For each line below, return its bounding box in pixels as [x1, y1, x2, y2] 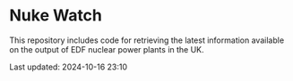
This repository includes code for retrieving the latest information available [9, 35, 285, 45]
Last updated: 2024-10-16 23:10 [9, 61, 128, 72]
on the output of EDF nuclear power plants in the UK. [9, 44, 204, 54]
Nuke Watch [9, 5, 103, 26]
